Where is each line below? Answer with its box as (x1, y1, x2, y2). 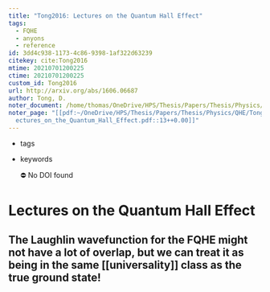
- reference (15, 42, 56, 50)
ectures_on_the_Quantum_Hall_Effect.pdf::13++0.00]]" (15, 117, 199, 125)
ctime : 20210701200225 (8, 72, 84, 80)
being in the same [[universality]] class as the (8, 258, 243, 272)
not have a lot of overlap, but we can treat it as (8, 246, 244, 260)
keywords (19, 154, 53, 163)
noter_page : (8, 109, 48, 117)
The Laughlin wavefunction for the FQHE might (8, 233, 248, 247)
